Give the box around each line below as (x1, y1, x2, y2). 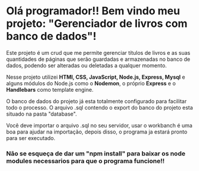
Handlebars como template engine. (6, 86, 94, 93)
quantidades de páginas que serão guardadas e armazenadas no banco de (6, 55, 191, 63)
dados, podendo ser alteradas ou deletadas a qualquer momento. (6, 61, 167, 69)
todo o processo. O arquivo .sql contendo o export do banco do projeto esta (6, 104, 194, 111)
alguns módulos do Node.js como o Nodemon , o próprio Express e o (6, 79, 176, 87)
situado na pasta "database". (6, 110, 77, 117)
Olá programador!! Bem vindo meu (6, 4, 181, 18)
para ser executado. (6, 134, 55, 141)
